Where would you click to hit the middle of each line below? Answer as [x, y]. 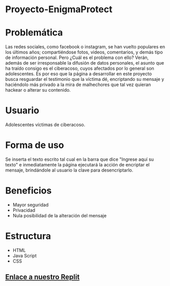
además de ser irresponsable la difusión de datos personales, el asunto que [85, 63]
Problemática [34, 33]
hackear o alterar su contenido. [38, 90]
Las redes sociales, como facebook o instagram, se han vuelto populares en [85, 47]
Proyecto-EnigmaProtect [59, 9]
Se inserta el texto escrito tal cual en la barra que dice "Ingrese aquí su [80, 159]
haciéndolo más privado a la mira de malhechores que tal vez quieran [78, 84]
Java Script [24, 255]
